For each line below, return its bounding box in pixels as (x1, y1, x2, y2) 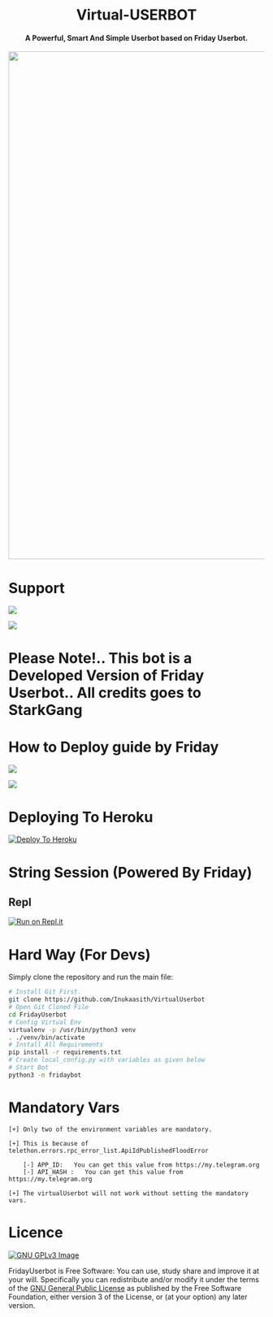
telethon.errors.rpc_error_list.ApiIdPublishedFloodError (8, 1146, 209, 1155)
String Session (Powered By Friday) (8, 863, 253, 882)
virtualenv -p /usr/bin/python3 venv (8, 1025, 136, 1033)
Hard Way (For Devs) (8, 945, 151, 964)
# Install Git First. (8, 988, 82, 996)
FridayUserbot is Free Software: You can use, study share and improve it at (8, 1266, 260, 1276)
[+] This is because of (8, 1139, 89, 1147)
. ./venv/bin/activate (8, 1033, 85, 1042)
